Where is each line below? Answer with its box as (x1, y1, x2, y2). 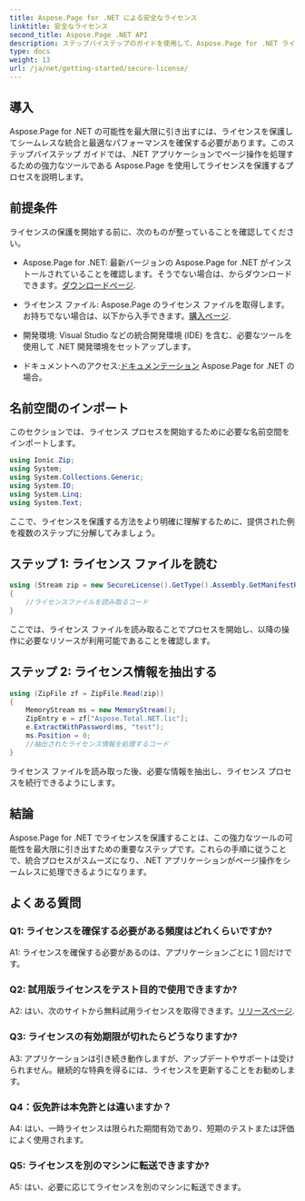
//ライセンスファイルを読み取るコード (25, 598, 149, 607)
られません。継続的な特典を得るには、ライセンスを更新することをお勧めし (9, 1064, 288, 1075)
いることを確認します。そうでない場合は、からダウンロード (70, 268, 292, 279)
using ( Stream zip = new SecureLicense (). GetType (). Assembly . (9, 581, 250, 591)
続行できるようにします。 (25, 777, 121, 788)
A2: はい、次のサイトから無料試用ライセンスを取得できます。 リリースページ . (9, 1006, 295, 1017)
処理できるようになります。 (48, 866, 152, 877)
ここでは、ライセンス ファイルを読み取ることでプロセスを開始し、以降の (9, 623, 282, 634)
